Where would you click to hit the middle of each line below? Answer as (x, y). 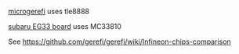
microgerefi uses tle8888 (49, 11)
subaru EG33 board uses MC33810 (65, 26)
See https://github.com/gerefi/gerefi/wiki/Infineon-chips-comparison (119, 41)
